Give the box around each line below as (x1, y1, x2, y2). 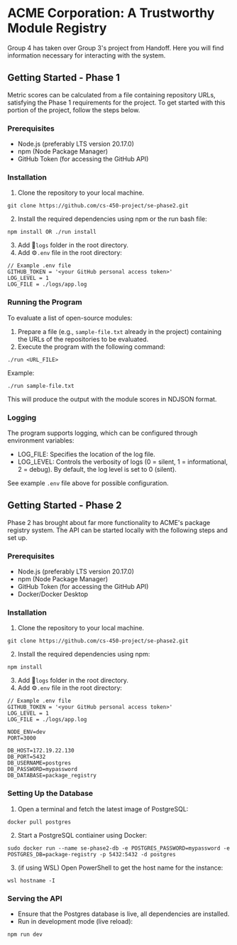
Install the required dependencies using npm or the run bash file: (17, 215, 207, 223)
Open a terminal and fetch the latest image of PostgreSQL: (17, 804, 189, 813)
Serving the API (7, 893, 62, 903)
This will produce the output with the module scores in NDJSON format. (7, 394, 217, 403)
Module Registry (7, 20, 107, 36)
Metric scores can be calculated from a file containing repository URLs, (7, 90, 216, 99)
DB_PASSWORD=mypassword (7, 766, 78, 773)
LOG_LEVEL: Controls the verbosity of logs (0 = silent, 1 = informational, (17, 457, 228, 466)
